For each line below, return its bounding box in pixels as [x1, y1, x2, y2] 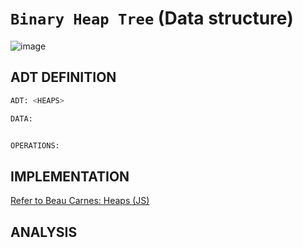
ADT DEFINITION [10, 69, 117, 86]
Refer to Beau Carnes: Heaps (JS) [10, 195, 150, 207]
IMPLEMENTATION [10, 168, 130, 185]
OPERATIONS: [10, 140, 60, 151]
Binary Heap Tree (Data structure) [10, 7, 294, 30]
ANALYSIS [10, 223, 78, 241]
